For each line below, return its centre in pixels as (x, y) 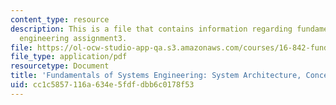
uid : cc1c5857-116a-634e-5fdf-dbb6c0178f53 (102, 85)
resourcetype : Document (60, 66)
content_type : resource (60, 19)
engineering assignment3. (73, 38)
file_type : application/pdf (69, 57)
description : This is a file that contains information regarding (151, 29)
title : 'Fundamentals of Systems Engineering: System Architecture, (156, 76)
